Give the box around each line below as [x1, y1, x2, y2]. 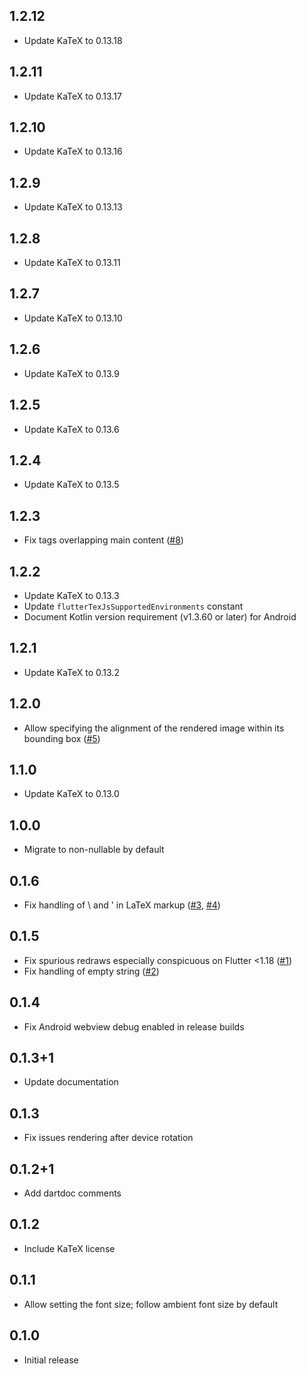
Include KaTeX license [23, 1242, 116, 1254]
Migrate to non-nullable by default [23, 844, 165, 856]
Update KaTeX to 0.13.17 [23, 90, 122, 102]
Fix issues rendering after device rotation [23, 1132, 194, 1144]
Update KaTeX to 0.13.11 [23, 257, 121, 269]
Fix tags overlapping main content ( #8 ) [23, 534, 184, 546]
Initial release [23, 1354, 79, 1366]
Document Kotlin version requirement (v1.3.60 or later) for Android [23, 610, 297, 623]
